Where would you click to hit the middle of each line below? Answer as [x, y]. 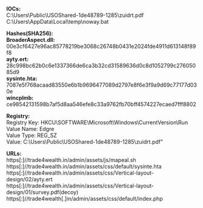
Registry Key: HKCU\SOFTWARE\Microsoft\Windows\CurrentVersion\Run [97, 122]
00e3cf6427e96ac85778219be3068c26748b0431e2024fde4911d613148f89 [101, 46]
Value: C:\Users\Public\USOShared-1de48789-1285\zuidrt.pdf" [85, 142]
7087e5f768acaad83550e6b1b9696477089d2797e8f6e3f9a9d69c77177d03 [101, 85]
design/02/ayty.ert [29, 179]
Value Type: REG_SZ [32, 135]
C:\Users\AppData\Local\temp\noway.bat [58, 22]
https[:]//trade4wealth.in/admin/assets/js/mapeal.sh [71, 160]
